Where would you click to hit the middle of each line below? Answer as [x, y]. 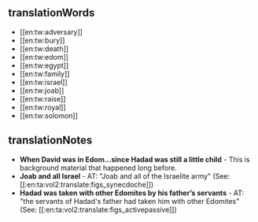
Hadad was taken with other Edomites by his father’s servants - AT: [132, 193]
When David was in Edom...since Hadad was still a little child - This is [135, 159]
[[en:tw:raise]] [42, 98]
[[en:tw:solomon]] [49, 115]
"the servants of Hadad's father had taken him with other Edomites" [129, 201]
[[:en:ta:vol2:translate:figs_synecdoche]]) [87, 184]
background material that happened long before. [98, 168]
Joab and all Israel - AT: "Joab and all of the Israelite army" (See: [125, 176]
